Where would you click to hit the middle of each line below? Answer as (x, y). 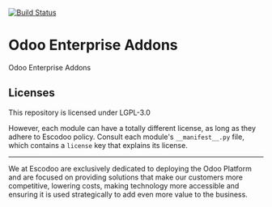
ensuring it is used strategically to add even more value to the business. (128, 194)
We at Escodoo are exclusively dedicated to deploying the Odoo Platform (130, 168)
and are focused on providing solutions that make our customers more (126, 177)
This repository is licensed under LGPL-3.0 (80, 112)
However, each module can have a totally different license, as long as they (132, 128)
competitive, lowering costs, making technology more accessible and (124, 185)
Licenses (32, 93)
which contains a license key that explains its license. (98, 145)
